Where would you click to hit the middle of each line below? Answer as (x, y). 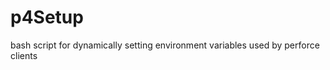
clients (24, 55)
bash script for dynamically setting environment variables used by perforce (165, 45)
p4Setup (47, 17)
